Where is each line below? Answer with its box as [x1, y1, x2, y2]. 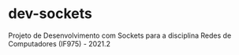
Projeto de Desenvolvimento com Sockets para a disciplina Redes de [8, 31, 232, 40]
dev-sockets [8, 5, 92, 23]
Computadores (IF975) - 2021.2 [8, 38, 110, 48]
